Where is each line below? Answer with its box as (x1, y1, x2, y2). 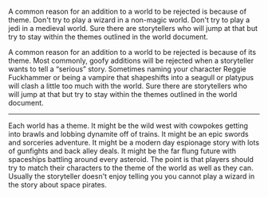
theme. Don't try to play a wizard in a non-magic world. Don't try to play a (8, 15, 250, 25)
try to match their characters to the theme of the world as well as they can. (8, 163, 254, 172)
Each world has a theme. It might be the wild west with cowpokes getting (8, 121, 249, 130)
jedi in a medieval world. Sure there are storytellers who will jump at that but (8, 24, 258, 33)
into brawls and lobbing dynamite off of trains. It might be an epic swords (8, 129, 249, 138)
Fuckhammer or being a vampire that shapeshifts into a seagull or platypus (8, 73, 254, 82)
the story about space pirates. (8, 180, 108, 189)
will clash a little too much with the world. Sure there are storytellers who (8, 81, 247, 91)
